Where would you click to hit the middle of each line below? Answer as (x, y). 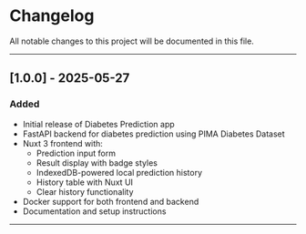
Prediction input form (76, 153)
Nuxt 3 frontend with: (62, 143)
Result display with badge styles (97, 163)
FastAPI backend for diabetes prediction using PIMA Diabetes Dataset (153, 134)
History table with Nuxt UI (85, 182)
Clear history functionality (85, 191)
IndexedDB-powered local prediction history (119, 172)
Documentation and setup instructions (94, 211)
